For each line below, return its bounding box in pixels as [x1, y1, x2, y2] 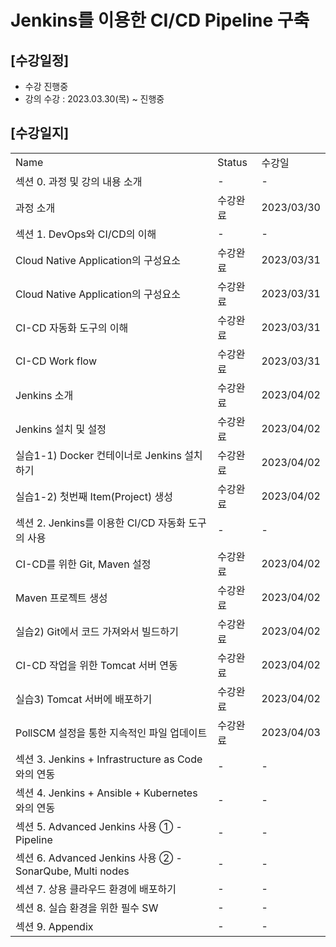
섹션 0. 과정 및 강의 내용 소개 [15, 174, 143, 188]
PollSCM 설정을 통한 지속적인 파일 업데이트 [15, 726, 208, 740]
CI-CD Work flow [15, 354, 97, 368]
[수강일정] [10, 52, 70, 69]
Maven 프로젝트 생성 [15, 591, 108, 605]
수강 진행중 [24, 81, 69, 92]
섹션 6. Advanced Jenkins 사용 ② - [15, 851, 183, 865]
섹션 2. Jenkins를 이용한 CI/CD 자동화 [15, 516, 187, 530]
